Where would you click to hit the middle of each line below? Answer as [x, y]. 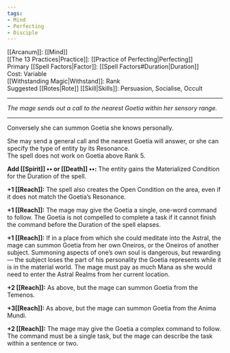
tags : [15, 13]
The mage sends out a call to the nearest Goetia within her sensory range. [112, 108]
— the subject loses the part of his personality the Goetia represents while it [114, 260]
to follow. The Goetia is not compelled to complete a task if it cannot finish [112, 217]
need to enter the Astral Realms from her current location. [88, 274]
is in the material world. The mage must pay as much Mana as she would [110, 267]
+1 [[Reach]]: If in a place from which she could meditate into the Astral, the [114, 238]
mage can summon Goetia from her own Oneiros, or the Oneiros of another [113, 245]
